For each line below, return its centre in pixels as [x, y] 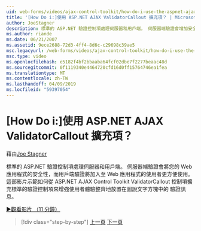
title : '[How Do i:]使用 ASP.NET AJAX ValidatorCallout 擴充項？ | [89, 17]
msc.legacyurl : [25, 51]
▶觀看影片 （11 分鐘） [33, 209]
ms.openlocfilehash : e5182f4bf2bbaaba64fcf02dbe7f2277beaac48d [87, 62]
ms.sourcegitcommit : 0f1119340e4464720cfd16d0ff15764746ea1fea [87, 67]
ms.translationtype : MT [36, 73]
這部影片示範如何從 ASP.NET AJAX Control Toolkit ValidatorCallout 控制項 [97, 181]
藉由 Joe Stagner [27, 154]
